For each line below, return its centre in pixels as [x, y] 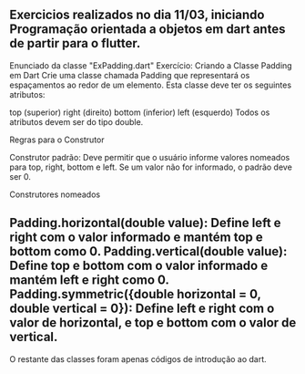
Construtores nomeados [55, 194]
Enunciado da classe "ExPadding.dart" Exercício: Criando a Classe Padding [151, 65]
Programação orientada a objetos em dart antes [147, 30]
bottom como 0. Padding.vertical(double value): [148, 251]
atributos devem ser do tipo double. [76, 121]
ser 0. [20, 176]
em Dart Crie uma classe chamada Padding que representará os [130, 75]
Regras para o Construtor [57, 140]
